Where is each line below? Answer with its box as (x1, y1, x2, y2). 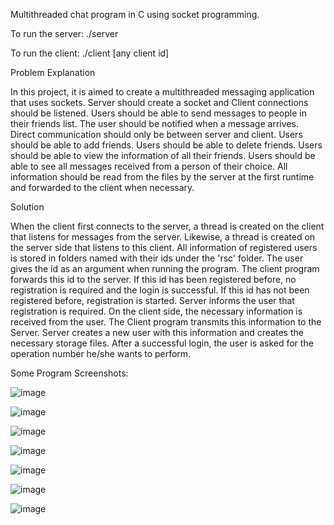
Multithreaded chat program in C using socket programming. (10, 9, 260, 20)
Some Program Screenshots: (10, 367, 129, 379)
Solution (10, 201, 45, 213)
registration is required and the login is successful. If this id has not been (10, 284, 310, 296)
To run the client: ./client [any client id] (10, 47, 170, 59)
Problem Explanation (10, 67, 96, 78)
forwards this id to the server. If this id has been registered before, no (10, 274, 297, 285)
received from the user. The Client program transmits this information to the (10, 316, 322, 328)
